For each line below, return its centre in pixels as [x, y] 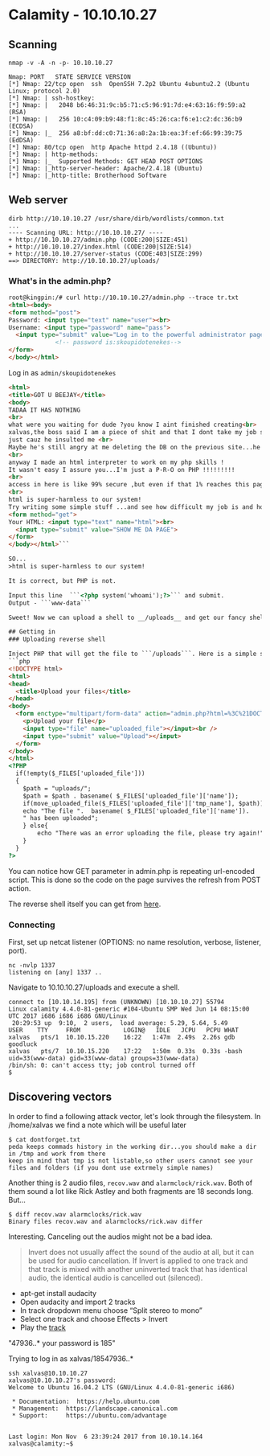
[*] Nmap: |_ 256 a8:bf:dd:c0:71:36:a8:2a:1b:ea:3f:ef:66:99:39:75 [125, 133]
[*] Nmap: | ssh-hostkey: [51, 98]
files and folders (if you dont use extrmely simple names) [111, 1167]
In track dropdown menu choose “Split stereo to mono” [111, 1310]
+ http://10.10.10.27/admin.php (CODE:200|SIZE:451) [98, 240]
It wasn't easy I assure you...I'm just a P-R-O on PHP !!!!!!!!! [122, 470]
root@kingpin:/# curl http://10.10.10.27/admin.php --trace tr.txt [124, 298]
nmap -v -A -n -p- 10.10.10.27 [61, 63]
